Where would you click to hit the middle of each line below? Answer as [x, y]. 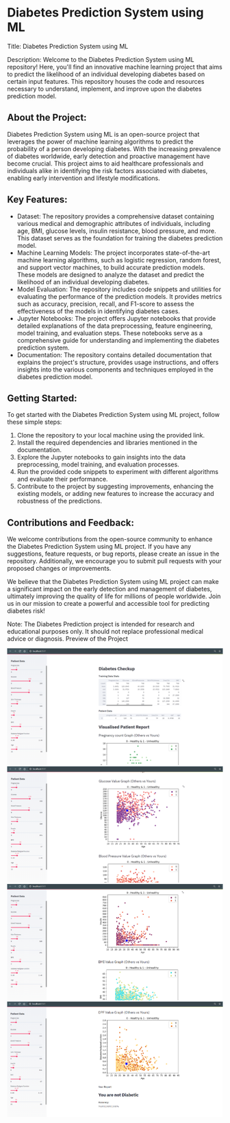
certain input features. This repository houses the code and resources [106, 81]
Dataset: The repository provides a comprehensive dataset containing [115, 216]
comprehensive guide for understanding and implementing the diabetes [118, 340]
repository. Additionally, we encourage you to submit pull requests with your [115, 561]
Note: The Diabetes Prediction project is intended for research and [101, 624]
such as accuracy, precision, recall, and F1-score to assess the [105, 304]
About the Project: [47, 118]
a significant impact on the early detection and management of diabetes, [110, 589]
